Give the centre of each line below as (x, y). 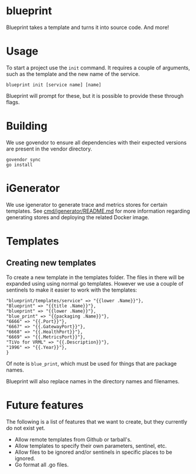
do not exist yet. (26, 428)
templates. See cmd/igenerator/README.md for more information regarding (98, 211)
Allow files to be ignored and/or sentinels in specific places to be (93, 452)
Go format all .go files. (42, 465)
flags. (13, 102)
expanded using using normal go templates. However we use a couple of (95, 283)
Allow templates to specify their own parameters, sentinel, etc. (91, 446)
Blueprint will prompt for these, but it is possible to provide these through (95, 95)
